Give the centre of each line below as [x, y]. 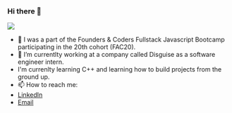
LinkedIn [30, 95]
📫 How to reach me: [48, 85]
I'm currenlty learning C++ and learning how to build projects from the [120, 69]
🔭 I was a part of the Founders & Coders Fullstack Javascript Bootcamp [121, 40]
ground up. [33, 77]
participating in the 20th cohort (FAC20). [77, 47]
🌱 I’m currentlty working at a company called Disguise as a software [116, 55]
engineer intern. [41, 62]
